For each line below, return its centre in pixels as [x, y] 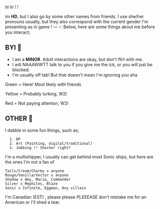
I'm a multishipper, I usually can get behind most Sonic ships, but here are [79, 157]
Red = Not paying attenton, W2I [37, 103]
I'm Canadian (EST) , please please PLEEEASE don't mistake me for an [76, 197]
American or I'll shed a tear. [33, 202]
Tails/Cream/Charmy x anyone [35, 171]
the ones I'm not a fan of [30, 162]
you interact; [18, 32]
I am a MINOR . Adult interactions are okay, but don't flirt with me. [78, 59]
